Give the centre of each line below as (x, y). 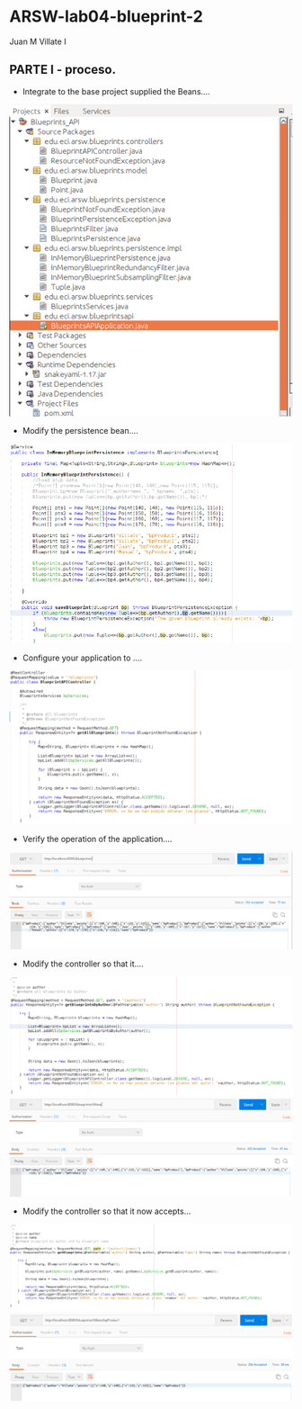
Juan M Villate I (38, 41)
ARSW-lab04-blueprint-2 (107, 17)
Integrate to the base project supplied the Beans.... (116, 91)
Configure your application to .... (82, 658)
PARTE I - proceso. (63, 70)
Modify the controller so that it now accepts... (107, 1211)
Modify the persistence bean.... (80, 430)
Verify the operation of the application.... (97, 839)
